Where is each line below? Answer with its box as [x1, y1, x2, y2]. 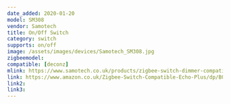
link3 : [7, 86, 26, 93]
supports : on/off [7, 42, 57, 49]
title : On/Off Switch [7, 29, 69, 36]
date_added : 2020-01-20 [7, 10, 75, 17]
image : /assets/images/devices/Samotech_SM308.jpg [7, 49, 155, 55]
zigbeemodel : [7, 55, 44, 62]
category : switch [7, 36, 57, 42]
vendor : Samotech [7, 23, 57, 29]
